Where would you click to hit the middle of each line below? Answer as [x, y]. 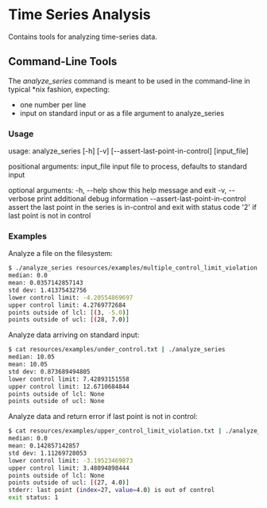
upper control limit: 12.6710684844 [69, 386]
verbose [22, 199]
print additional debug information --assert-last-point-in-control [141, 199]
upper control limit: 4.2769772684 [67, 305]
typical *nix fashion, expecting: [59, 89]
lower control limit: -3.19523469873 [71, 460]
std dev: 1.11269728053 [48, 453]
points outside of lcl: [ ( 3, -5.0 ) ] [69, 312]
